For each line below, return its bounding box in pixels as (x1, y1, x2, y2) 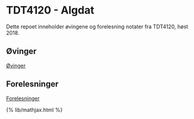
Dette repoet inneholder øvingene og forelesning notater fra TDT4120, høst (6, 23, 188, 30)
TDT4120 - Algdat (6, 4, 95, 17)
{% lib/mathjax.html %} (6, 106, 63, 113)
